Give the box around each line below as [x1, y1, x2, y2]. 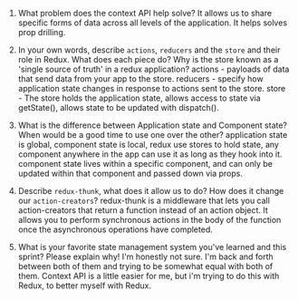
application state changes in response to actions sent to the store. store [17, 83, 286, 93]
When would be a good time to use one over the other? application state [17, 130, 288, 140]
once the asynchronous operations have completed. [17, 224, 213, 235]
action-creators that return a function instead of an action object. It [17, 205, 269, 216]
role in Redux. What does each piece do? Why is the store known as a [17, 54, 279, 64]
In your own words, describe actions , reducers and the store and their [17, 44, 281, 55]
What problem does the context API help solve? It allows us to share [17, 8, 273, 18]
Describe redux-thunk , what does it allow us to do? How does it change [17, 186, 284, 196]
